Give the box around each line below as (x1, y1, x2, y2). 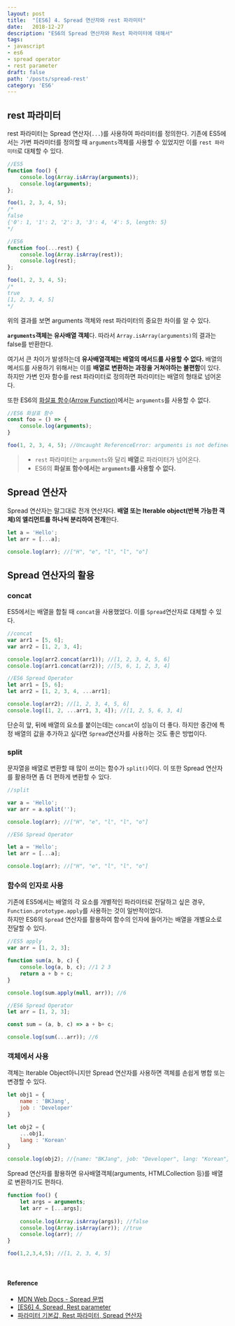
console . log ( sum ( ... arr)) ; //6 (7, 1034, 99, 1041)
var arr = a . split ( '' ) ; (7, 806, 77, 813)
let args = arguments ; (20, 1199, 86, 1206)
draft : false (7, 69, 45, 76)
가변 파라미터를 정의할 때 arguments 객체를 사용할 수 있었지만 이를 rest (20, 138, 212, 147)
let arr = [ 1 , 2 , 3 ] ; (7, 1008, 71, 1015)
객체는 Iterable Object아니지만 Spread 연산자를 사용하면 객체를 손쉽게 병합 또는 (7, 1069, 225, 1077)
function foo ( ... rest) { (7, 244, 80, 252)
